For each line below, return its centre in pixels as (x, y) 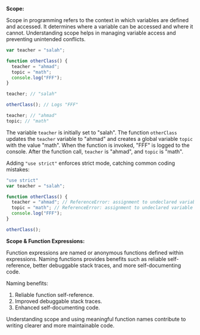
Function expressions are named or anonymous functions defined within (95, 253)
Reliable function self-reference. (54, 294)
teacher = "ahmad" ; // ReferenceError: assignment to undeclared (94, 202)
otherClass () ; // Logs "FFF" (42, 105)
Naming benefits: (27, 283)
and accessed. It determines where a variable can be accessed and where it (100, 27)
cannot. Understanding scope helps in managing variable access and (91, 33)
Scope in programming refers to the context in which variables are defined (97, 20)
